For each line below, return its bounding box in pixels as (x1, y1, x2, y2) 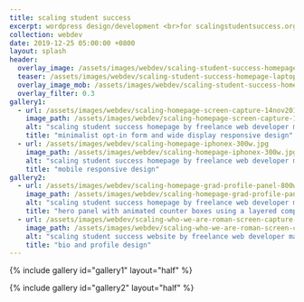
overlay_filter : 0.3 (17, 89, 95, 98)
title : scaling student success (9, 13, 131, 23)
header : (9, 55, 39, 64)
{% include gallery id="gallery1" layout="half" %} (9, 265, 193, 276)
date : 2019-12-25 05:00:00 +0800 (9, 38, 136, 48)
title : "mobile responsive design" (25, 165, 160, 174)
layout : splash (9, 47, 67, 56)
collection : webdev (9, 30, 83, 39)
